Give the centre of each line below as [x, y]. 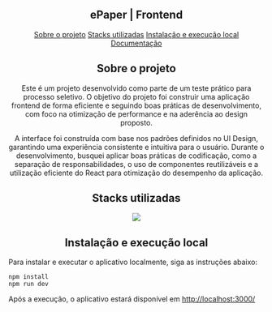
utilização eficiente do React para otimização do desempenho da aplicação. [136, 173]
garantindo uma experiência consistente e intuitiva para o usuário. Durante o [136, 147]
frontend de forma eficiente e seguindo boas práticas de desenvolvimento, [136, 105]
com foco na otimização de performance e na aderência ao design [136, 113]
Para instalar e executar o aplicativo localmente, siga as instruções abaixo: [133, 262]
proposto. [136, 122]
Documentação [136, 43]
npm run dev [28, 284]
